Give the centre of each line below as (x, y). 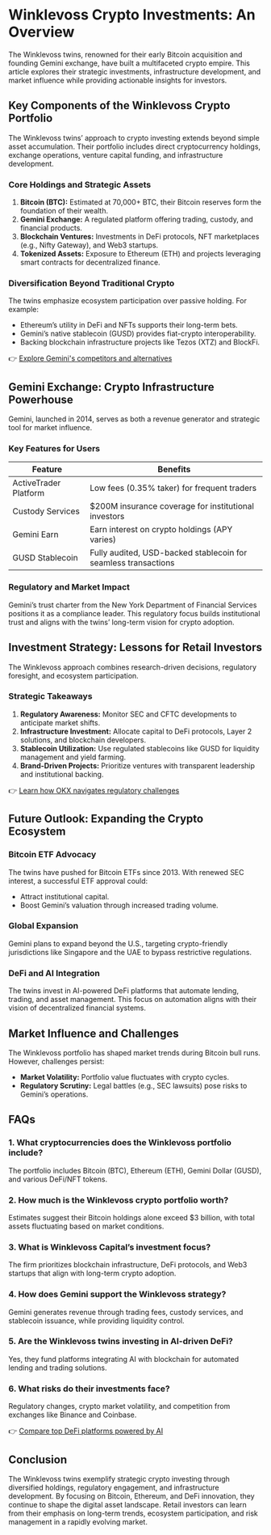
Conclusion (38, 1459)
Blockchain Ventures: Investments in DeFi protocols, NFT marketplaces (140, 237)
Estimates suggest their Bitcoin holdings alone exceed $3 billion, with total (132, 1217)
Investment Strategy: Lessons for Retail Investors (135, 647)
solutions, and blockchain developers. (83, 740)
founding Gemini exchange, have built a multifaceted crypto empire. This (129, 63)
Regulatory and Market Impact (69, 587)
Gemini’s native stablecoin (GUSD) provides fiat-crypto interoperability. (138, 334)
